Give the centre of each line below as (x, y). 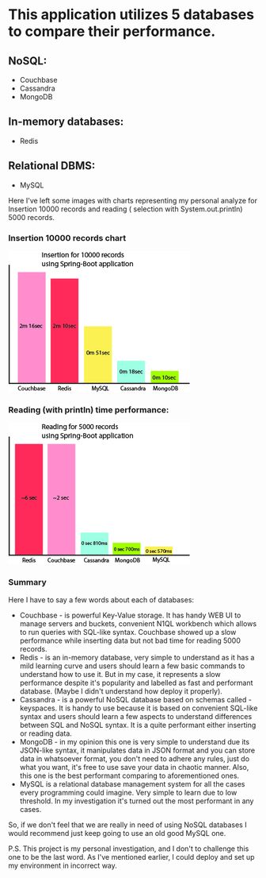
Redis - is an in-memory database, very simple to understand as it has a (137, 657)
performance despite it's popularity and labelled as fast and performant (136, 683)
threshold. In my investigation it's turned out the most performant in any (137, 801)
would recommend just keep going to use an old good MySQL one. (117, 833)
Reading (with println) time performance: (89, 409)
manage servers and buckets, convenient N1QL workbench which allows (138, 623)
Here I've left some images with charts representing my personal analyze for (133, 200)
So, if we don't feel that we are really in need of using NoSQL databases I (127, 825)
